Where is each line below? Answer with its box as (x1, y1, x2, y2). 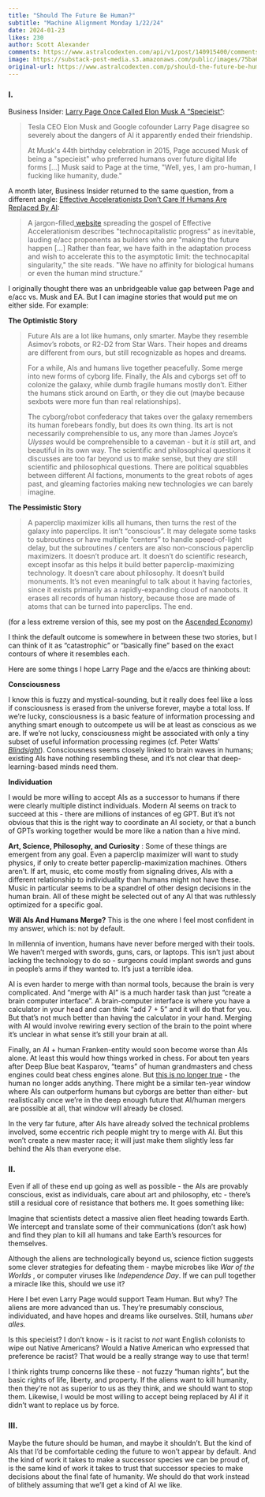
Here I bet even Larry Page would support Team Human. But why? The (8, 1294, 238, 1304)
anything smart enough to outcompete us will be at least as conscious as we (8, 720, 257, 730)
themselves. (8, 1239, 48, 1249)
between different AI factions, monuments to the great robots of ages (27, 471, 254, 480)
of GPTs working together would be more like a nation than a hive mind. (8, 826, 241, 836)
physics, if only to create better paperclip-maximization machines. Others (8, 858, 247, 868)
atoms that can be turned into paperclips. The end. (27, 602, 193, 611)
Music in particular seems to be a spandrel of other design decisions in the (8, 883, 251, 893)
